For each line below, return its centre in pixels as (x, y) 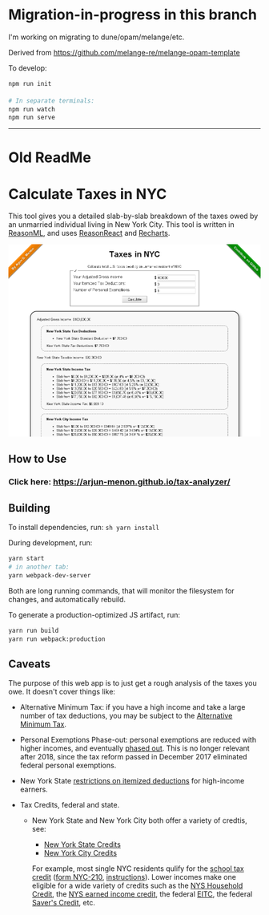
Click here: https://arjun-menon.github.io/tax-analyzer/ (119, 482)
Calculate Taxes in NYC (88, 194)
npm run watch (32, 109)
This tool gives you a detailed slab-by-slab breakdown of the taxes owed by (133, 216)
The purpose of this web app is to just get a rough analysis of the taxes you (133, 683)
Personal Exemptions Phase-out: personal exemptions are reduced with (138, 740)
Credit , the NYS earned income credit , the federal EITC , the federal (142, 894)
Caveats (29, 664)
